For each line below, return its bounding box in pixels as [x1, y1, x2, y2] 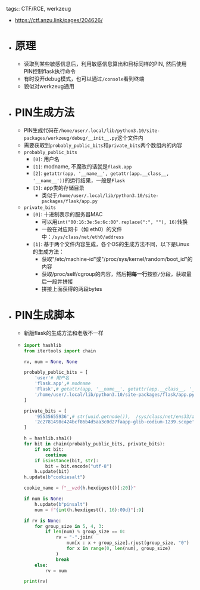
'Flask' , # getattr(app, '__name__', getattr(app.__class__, [35, 386, 187, 392]
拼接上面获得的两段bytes [41, 285, 102, 292]
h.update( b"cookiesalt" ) [23, 474, 86, 480]
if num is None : [23, 496, 64, 502]
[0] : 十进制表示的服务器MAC [32, 210, 103, 217]
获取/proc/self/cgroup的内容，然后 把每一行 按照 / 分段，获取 [41, 270, 187, 277]
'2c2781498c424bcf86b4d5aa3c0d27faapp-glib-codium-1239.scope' [35, 419, 195, 425]
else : [35, 562, 49, 568]
